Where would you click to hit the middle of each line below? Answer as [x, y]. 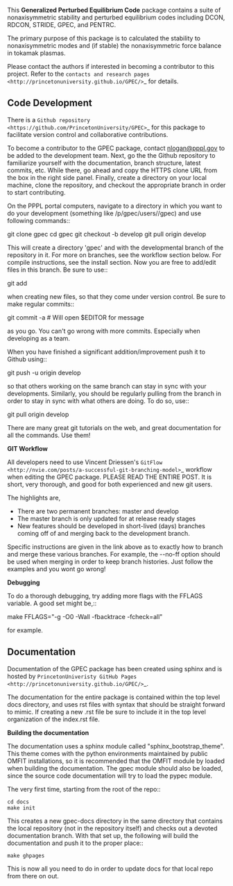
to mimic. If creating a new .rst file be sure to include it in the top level [107, 712]
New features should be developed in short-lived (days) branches [111, 526]
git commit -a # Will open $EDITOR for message [76, 317]
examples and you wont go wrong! [57, 568]
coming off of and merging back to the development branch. [104, 533]
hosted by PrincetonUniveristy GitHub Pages [72, 676]
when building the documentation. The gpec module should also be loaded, [115, 768]
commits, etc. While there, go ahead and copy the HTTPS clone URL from [112, 170]
